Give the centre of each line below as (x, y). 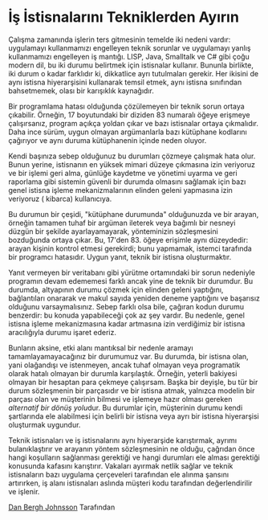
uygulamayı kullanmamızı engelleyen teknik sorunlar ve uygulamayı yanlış (130, 47)
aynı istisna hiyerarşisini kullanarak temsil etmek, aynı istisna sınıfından (125, 82)
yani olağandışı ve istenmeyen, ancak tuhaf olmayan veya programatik (124, 365)
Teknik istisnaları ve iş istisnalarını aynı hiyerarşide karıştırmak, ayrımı (123, 440)
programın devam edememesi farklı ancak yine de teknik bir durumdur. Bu (131, 280)
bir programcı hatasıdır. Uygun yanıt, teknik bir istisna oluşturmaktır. (120, 256)
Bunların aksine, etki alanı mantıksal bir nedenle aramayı (101, 348)
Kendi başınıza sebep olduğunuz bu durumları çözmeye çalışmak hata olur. (132, 156)
